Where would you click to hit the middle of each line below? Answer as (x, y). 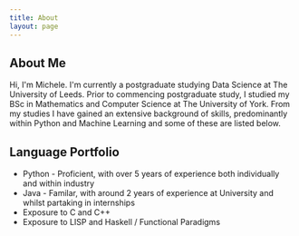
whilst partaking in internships (79, 203)
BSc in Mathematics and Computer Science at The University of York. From (150, 104)
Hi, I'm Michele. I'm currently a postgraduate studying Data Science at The (149, 85)
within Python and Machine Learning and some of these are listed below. (145, 123)
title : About (34, 18)
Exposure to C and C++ (66, 212)
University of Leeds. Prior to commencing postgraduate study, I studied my (149, 94)
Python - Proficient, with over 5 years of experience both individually (151, 174)
